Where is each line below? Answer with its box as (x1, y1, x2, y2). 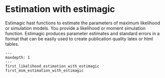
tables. (5, 41, 19, 47)
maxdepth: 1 (5, 55, 30, 60)
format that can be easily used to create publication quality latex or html (5, 36, 153, 42)
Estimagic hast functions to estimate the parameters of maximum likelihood (5, 20, 160, 26)
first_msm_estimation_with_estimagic (5, 68, 84, 73)
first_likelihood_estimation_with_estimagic (5, 64, 99, 69)
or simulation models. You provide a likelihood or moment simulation (5, 25, 146, 31)
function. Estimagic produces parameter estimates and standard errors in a (5, 30, 160, 36)
